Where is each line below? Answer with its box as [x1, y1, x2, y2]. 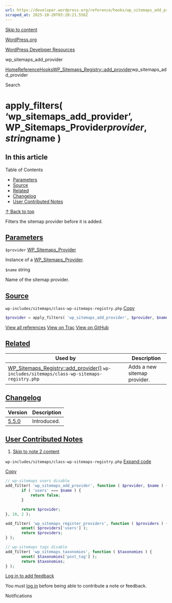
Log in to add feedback [5, 573, 55, 579]
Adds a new [128, 363, 157, 370]
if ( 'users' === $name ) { [21, 488, 81, 494]
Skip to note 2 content [12, 448, 60, 455]
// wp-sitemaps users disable [5, 479, 70, 484]
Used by [55, 354, 76, 361]
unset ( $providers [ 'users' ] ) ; [21, 525, 88, 531]
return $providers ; [21, 531, 63, 536]
